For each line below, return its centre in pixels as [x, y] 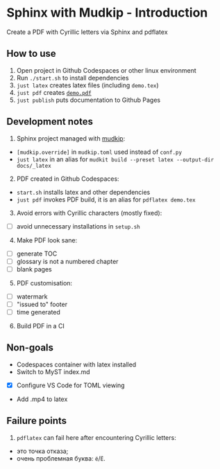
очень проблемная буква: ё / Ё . [61, 458]
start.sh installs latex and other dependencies [83, 192]
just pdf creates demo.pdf [54, 92]
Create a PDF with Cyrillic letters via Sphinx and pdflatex [87, 32]
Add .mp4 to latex [42, 399]
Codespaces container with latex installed [76, 364]
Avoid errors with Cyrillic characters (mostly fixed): [89, 213]
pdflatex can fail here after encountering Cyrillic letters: [96, 437]
